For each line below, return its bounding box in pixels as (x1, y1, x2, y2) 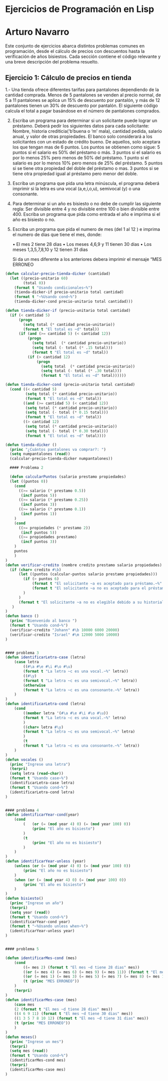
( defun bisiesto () (5, 896, 43, 901)
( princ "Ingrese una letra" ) (9, 762, 70, 767)
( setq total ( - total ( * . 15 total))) (31, 345, 113, 350)
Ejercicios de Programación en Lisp (5, 3, 154, 15)
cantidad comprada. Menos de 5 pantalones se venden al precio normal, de (5, 91, 161, 98)
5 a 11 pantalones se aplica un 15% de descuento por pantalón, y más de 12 (5, 97, 160, 103)
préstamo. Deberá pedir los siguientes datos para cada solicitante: (12, 122, 149, 128)
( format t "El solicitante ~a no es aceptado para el (31, 586, 146, 591)
